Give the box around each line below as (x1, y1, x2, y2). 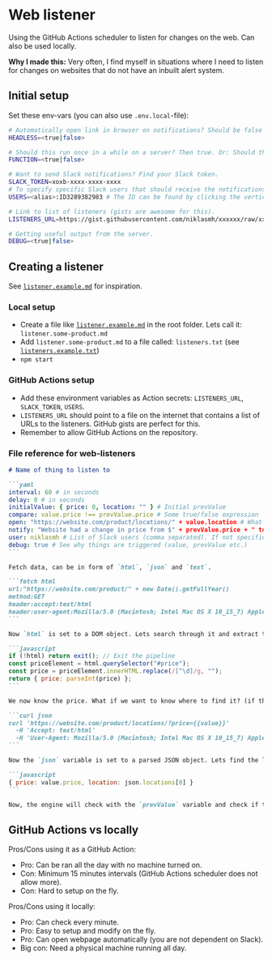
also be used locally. (8, 41, 77, 50)
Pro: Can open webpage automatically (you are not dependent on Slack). (19, 934, 264, 945)
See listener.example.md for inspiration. (8, 281, 143, 291)
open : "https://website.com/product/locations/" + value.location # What (8, 519, 263, 527)
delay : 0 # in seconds (8, 496, 85, 504)
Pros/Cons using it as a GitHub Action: (8, 844, 136, 854)
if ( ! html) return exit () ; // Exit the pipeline (8, 652, 176, 660)
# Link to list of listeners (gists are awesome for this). (8, 207, 216, 216)
